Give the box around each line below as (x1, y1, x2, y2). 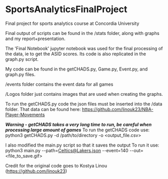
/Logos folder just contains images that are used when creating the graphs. (5, 91, 163, 97)
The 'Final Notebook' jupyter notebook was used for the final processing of (5, 45, 163, 51)
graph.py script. (5, 56, 39, 62)
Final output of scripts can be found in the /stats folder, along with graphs (5, 30, 159, 36)
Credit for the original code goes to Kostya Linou (5, 162, 107, 168)
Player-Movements (5, 112, 45, 118)
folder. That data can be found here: (5, 106, 81, 112)
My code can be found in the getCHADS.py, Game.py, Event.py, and (5, 66, 148, 72)
